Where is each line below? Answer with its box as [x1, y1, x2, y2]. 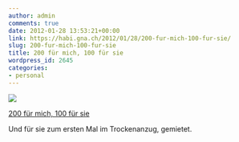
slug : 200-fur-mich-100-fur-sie [8, 42, 116, 50]
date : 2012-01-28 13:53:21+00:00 [8, 26, 120, 34]
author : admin [8, 11, 56, 20]
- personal [8, 71, 45, 79]
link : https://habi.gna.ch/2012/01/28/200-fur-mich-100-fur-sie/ [8, 34, 231, 43]
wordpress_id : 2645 [8, 57, 74, 65]
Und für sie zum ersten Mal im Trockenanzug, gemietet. [8, 124, 192, 133]
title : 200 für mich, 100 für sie [8, 49, 124, 57]
